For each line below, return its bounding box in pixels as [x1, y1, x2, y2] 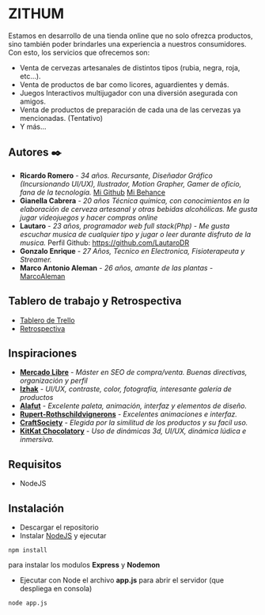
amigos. [19, 96, 46, 106]
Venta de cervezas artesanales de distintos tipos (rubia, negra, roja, [19, 62, 240, 72]
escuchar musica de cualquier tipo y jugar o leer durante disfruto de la [19, 229, 252, 239]
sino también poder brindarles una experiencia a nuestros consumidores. [8, 39, 247, 48]
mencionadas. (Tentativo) [19, 113, 104, 123]
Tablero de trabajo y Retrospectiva [8, 294, 182, 308]
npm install [8, 546, 47, 554]
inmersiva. [19, 435, 55, 444]
